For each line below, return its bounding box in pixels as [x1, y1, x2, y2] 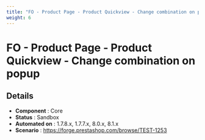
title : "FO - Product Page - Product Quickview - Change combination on [6, 9, 195, 15]
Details [6, 91, 34, 101]
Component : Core [15, 107, 63, 114]
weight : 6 [6, 15, 32, 21]
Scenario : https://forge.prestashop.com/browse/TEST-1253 [15, 126, 167, 134]
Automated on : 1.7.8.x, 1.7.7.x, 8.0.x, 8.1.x [15, 120, 119, 127]
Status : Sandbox [15, 113, 59, 121]
